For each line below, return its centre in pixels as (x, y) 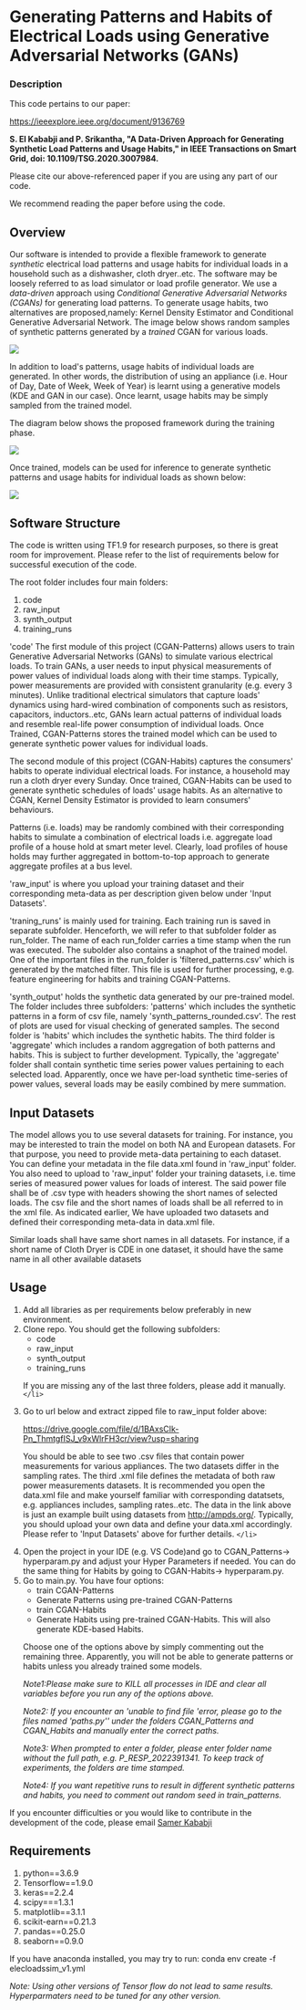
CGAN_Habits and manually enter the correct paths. (121, 1730)
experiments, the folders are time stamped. (103, 1767)
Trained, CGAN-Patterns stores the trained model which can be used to (143, 734)
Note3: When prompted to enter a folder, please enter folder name (147, 1748)
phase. (22, 433)
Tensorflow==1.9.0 (58, 1882)
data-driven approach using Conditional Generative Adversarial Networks (148, 293)
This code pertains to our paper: (70, 104)
